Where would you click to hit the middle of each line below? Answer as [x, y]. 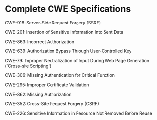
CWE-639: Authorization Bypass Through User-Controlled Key [68, 51]
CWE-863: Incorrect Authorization [40, 41]
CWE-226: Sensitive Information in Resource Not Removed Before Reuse [78, 113]
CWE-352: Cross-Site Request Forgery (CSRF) [52, 103]
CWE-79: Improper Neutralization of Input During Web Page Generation [77, 60]
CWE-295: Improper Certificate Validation [47, 85]
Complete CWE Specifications [68, 9]
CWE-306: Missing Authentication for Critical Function [60, 75]
